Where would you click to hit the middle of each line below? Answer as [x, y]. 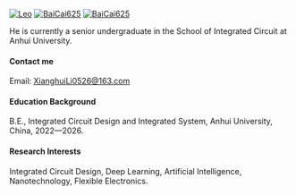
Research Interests [45, 151]
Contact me [31, 61]
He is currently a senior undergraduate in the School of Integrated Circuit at [148, 31]
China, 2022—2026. [47, 131]
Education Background [53, 101]
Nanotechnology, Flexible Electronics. [79, 181]
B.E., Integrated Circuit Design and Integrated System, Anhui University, [141, 122]
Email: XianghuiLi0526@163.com [70, 81]
